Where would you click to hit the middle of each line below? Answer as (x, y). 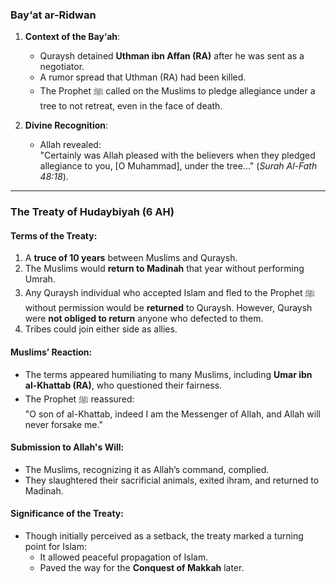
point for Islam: (56, 547)
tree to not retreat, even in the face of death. (131, 106)
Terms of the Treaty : (54, 235)
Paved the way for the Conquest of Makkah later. (142, 568)
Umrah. (40, 279)
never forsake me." (63, 424)
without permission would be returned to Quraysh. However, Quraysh (168, 308)
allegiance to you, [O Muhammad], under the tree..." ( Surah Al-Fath (178, 166)
